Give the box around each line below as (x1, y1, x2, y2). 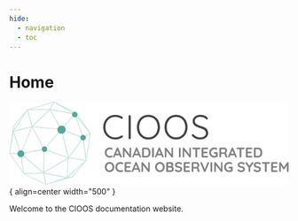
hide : (9, 14, 29, 23)
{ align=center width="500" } (9, 186, 116, 196)
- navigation (17, 23, 66, 33)
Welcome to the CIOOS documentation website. (9, 203, 184, 214)
